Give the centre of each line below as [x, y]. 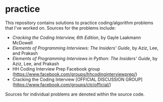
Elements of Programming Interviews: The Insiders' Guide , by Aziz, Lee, [85, 48]
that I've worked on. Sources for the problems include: [61, 28]
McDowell [22, 42]
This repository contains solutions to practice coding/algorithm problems [79, 23]
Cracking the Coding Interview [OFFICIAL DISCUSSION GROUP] [77, 79]
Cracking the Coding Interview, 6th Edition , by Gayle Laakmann [77, 37]
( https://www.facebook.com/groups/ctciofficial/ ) [62, 84]
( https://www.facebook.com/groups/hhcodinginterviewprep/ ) [75, 74]
